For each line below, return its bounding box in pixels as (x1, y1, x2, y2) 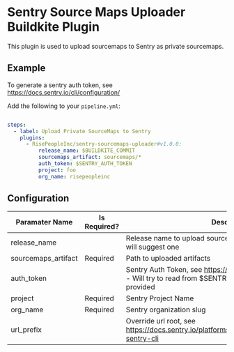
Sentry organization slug (125, 305, 206, 314)
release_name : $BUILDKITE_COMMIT (38, 147, 136, 154)
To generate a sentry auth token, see (7, 81, 113, 89)
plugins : (19, 134, 45, 141)
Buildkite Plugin (7, 19, 100, 35)
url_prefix (10, 325, 42, 335)
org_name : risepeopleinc (38, 173, 111, 180)
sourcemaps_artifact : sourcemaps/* (38, 154, 141, 161)
